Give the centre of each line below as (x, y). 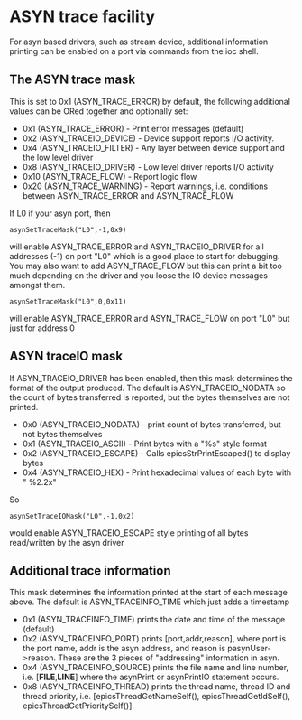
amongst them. (37, 285)
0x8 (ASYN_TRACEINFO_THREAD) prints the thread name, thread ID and (156, 687)
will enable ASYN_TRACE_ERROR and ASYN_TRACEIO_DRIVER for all (137, 247)
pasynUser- (249, 649)
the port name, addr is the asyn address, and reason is (124, 649)
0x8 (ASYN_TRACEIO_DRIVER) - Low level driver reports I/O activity (148, 167)
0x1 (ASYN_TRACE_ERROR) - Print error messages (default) (133, 128)
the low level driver (58, 157)
